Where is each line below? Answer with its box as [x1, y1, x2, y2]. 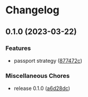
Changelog [5, 3, 60, 17]
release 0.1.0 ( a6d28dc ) [13, 85, 71, 92]
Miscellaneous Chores [5, 71, 70, 80]
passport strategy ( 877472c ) [13, 57, 82, 64]
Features [5, 44, 31, 52]
